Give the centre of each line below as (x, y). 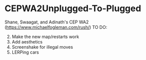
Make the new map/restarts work (45, 37)
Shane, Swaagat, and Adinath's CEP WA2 (47, 22)
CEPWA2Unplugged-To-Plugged (73, 9)
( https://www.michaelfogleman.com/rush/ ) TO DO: (56, 27)
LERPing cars (25, 52)
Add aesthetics (27, 41)
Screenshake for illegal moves (42, 47)
